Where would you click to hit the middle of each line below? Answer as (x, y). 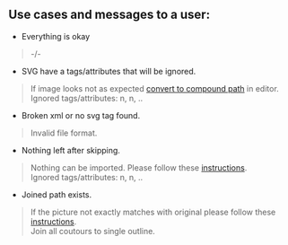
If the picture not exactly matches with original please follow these (153, 212)
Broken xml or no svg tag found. (81, 115)
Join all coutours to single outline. (93, 231)
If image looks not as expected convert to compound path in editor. (154, 88)
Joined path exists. (57, 194)
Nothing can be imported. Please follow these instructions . (139, 167)
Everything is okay (56, 36)
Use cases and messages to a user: (109, 15)
